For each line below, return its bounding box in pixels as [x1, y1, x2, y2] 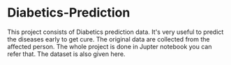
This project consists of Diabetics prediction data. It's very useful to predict [7, 28, 224, 36]
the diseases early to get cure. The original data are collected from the [7, 35, 210, 43]
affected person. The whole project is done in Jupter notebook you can [7, 42, 212, 50]
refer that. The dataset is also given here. [7, 50, 126, 58]
